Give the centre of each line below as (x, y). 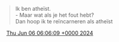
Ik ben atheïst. (33, 9)
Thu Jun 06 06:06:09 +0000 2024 (49, 33)
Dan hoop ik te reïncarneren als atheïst (64, 21)
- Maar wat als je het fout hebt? (55, 15)
